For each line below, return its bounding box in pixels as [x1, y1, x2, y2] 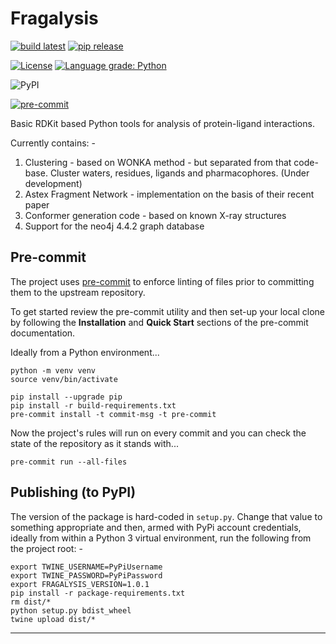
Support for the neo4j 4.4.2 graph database [24, 220, 205, 232]
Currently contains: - [10, 137, 96, 149]
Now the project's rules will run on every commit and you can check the [10, 427, 307, 439]
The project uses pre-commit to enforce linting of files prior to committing [10, 275, 315, 287]
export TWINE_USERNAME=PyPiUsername [10, 562, 163, 572]
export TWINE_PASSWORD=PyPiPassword [10, 570, 163, 581]
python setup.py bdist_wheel [10, 605, 132, 616]
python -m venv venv [10, 365, 97, 376]
